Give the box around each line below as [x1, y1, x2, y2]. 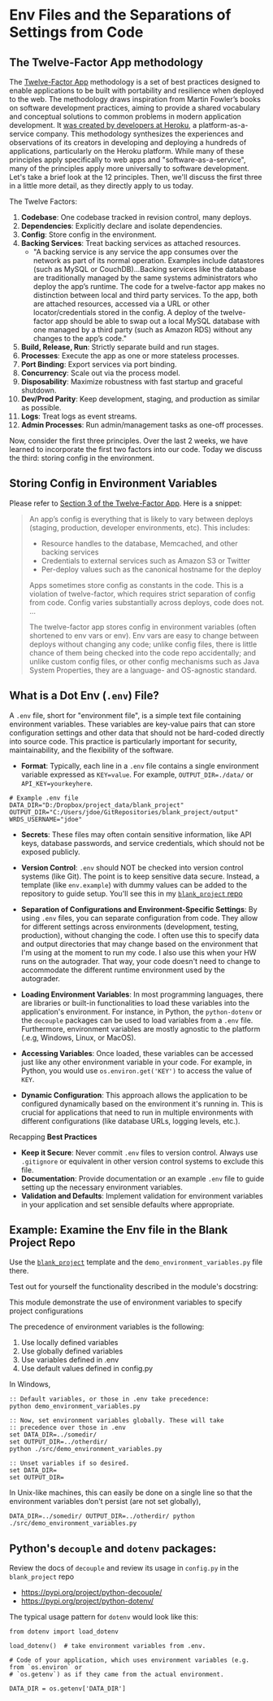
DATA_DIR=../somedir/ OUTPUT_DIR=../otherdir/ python [9, 1512, 196, 1520]
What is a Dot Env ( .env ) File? [9, 689, 159, 703]
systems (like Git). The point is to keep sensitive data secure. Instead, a [20, 871, 260, 881]
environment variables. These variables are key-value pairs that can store [9, 719, 255, 729]
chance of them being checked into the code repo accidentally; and [28, 647, 257, 657]
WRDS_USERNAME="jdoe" [9, 815, 83, 823]
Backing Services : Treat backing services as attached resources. [20, 239, 241, 248]
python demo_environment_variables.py [9, 1402, 141, 1410]
